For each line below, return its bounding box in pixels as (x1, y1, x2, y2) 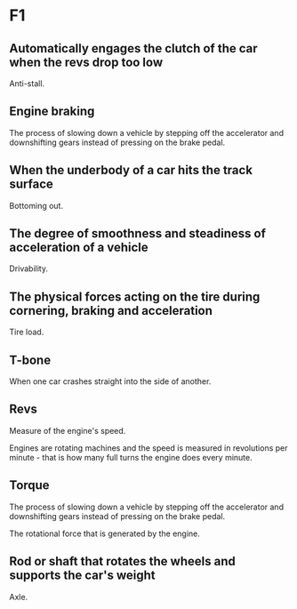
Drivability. (9, 263, 49, 274)
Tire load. (9, 326, 44, 338)
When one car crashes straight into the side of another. (9, 376, 212, 387)
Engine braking (9, 104, 95, 119)
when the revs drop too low (9, 54, 163, 69)
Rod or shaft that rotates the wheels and (9, 554, 236, 569)
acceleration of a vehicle (9, 240, 148, 255)
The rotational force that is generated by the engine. (9, 528, 200, 539)
